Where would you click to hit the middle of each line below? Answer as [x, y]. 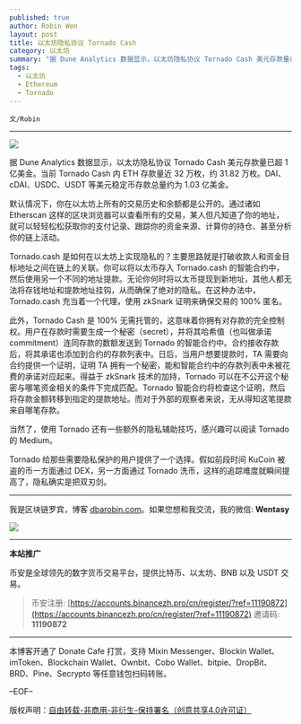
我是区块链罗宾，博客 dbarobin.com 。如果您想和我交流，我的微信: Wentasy [149, 509]
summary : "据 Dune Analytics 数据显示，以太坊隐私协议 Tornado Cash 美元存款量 [150, 59]
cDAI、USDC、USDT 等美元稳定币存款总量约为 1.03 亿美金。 [121, 184]
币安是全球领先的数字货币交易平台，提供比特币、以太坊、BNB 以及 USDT [144, 572]
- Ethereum [38, 84]
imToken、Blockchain [49, 662]
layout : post [34, 34]
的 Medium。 [34, 440]
